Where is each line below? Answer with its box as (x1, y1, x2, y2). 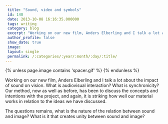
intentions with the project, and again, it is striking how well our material (5, 93, 153, 99)
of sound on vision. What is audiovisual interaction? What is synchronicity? (5, 82, 159, 88)
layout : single (7, 49, 39, 54)
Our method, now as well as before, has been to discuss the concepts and (5, 88, 158, 94)
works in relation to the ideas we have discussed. (5, 98, 107, 104)
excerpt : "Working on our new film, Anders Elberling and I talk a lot (7, 30, 160, 35)
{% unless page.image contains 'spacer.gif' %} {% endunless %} (5, 67, 140, 73)
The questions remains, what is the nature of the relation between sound (5, 108, 155, 114)
